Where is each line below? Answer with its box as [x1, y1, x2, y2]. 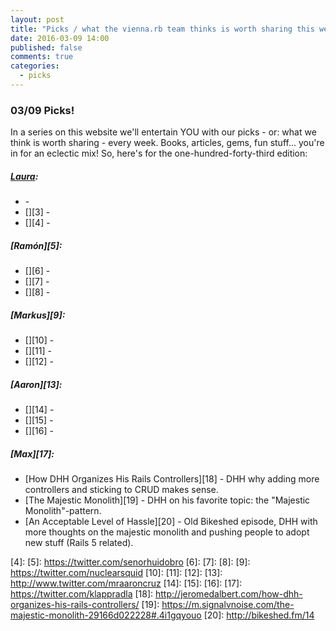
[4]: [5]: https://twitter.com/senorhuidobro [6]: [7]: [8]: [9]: [10, 556, 251, 568]
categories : [10, 61, 60, 71]
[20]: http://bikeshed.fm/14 [203, 609, 315, 621]
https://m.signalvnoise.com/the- [161, 599, 295, 611]
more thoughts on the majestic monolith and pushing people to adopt [24, 526, 310, 538]
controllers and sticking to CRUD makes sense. [24, 484, 219, 496]
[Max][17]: [10, 447, 55, 460]
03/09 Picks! [10, 103, 75, 117]
